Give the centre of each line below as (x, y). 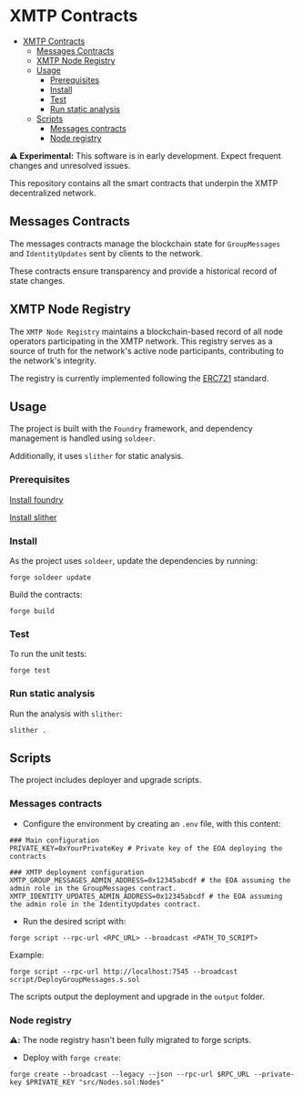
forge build (32, 611)
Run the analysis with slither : (66, 714)
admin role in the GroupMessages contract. (93, 888)
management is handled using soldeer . (83, 438)
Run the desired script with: (74, 921)
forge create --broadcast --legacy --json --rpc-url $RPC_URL (130, 1074)
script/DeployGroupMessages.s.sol (75, 979)
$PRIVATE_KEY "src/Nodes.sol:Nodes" (96, 1082)
